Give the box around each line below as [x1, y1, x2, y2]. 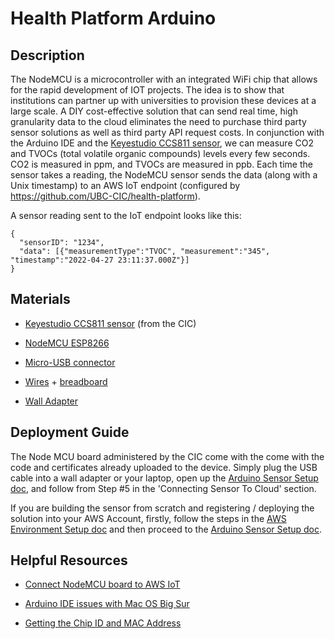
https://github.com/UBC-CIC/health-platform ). [10, 190, 201, 202]
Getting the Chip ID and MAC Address [24, 617, 182, 629]
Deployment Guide [10, 424, 130, 441]
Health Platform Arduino [10, 7, 217, 30]
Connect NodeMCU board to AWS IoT [24, 578, 181, 591]
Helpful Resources [10, 552, 128, 569]
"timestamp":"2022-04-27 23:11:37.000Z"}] [10, 255, 190, 265]
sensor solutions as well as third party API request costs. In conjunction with [10, 127, 325, 138]
